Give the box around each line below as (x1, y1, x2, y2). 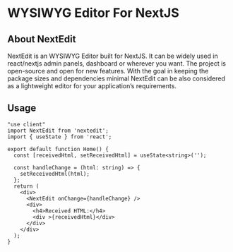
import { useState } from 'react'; (7, 133, 112, 140)
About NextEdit (7, 33, 76, 45)
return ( (13, 182, 40, 190)
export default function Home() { (7, 145, 109, 152)
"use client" (7, 121, 46, 128)
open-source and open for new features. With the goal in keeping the (7, 67, 209, 75)
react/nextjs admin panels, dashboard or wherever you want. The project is (7, 59, 226, 68)
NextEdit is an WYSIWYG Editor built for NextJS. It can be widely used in (7, 52, 219, 60)
